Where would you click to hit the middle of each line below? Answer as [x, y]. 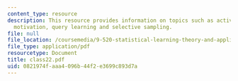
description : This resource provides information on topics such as [110, 20]
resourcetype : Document [42, 54]
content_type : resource [42, 14]
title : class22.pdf [36, 60]
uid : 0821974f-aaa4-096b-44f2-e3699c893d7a [73, 66]
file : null [23, 33]
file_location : [30, 40]
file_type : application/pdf [49, 46]
